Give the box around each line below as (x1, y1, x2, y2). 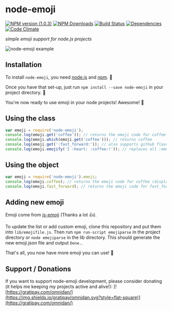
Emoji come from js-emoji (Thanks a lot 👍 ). (5, 212, 97, 218)
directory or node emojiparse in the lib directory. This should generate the (5, 234, 160, 241)
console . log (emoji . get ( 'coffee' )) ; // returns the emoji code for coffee (5, 132, 166, 137)
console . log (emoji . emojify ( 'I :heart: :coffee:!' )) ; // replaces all (5, 147, 157, 152)
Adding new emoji (5, 198, 64, 206)
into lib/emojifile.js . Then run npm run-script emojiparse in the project (5, 229, 161, 235)
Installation (5, 60, 42, 69)
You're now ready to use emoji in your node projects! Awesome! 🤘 (5, 99, 144, 105)
